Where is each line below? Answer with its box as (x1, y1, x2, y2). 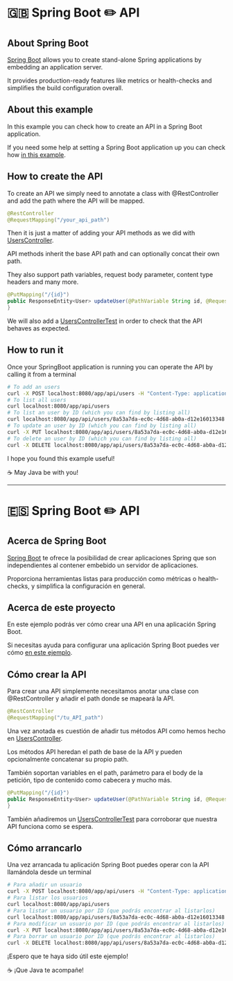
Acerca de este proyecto (7, 601, 116, 614)
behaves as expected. (7, 324, 71, 333)
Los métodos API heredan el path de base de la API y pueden (7, 747, 182, 756)
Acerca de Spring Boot (7, 535, 107, 547)
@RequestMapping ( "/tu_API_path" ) (7, 714, 104, 721)
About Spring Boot (7, 37, 89, 49)
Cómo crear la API (7, 669, 87, 680)
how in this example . (7, 150, 66, 159)
